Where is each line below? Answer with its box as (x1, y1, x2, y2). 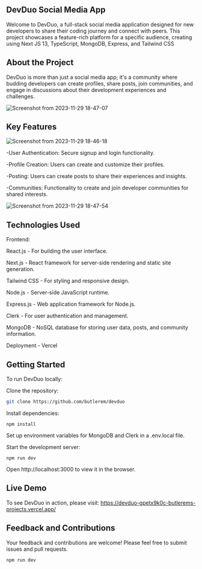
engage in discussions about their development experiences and (6, 86, 167, 93)
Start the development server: (6, 443, 81, 450)
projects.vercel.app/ (6, 505, 56, 512)
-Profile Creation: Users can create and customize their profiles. (6, 161, 165, 168)
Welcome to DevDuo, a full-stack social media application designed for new (6, 20, 194, 28)
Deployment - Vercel (6, 342, 58, 349)
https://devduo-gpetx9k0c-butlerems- (100, 499, 196, 506)
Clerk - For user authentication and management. (6, 312, 129, 320)
